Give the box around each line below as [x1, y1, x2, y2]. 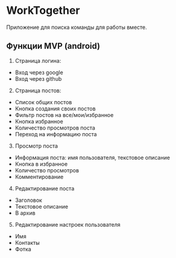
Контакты [14, 239, 40, 246]
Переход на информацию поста [14, 130, 98, 137]
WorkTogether [6, 4, 80, 17]
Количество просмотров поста [14, 124, 95, 131]
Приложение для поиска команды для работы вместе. [6, 24, 148, 31]
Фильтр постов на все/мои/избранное [14, 111, 114, 118]
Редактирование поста [14, 184, 75, 192]
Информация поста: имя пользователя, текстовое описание [14, 154, 171, 161]
